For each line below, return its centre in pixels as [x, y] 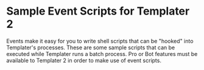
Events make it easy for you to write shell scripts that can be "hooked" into [100, 41]
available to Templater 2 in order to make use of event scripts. [84, 60]
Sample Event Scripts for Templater [98, 11]
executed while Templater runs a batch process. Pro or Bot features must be [102, 54]
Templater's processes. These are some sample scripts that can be [91, 47]
